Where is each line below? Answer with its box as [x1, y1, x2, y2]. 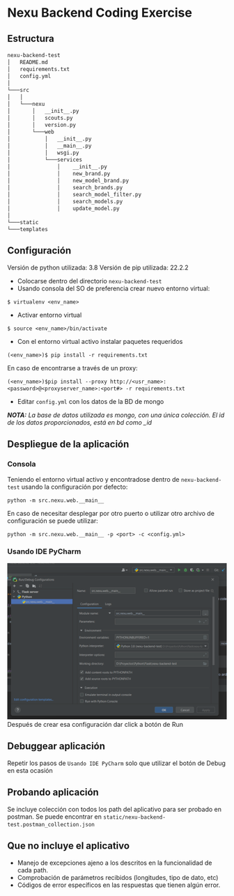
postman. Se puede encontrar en [7, 812, 102, 821]
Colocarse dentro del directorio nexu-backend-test [17, 276, 162, 285]
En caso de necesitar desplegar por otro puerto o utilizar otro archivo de [7, 509, 214, 517]
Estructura [7, 33, 54, 45]
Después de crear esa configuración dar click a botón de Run [7, 721, 183, 729]
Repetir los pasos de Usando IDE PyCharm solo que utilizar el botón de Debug [7, 759, 226, 767]
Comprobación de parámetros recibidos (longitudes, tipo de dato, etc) [17, 873, 219, 881]
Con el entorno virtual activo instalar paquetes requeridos [17, 337, 183, 345]
